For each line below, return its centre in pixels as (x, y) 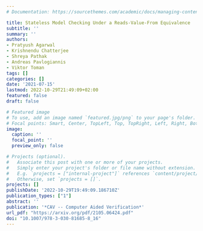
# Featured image (28, 112)
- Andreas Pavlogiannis (36, 62)
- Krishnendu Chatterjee (37, 51)
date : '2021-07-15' (31, 84)
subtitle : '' (23, 28)
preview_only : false (37, 146)
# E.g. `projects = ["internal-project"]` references (78, 173)
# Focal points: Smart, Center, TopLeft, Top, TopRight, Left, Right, (97, 123)
